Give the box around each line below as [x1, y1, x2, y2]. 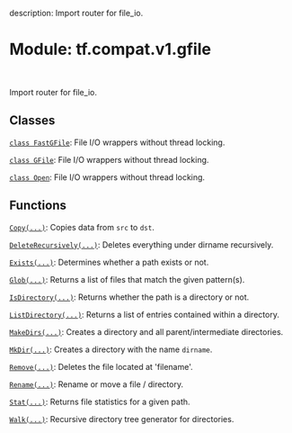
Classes [9, 113, 56, 129]
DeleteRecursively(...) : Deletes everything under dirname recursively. [9, 239, 274, 250]
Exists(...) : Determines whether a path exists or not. [9, 257, 209, 267]
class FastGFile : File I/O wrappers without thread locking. [9, 137, 226, 148]
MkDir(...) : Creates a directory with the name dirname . [9, 344, 213, 355]
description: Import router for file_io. [9, 8, 144, 18]
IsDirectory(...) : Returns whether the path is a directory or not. [9, 292, 250, 302]
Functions [9, 198, 67, 213]
